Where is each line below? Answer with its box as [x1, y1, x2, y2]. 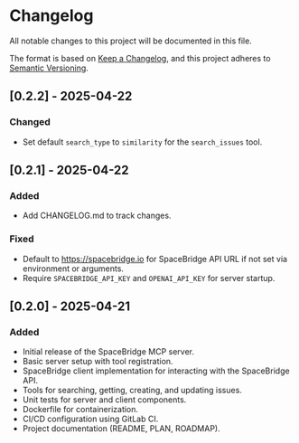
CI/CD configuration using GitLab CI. [22, 413, 159, 425]
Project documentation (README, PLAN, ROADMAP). [22, 423, 221, 434]
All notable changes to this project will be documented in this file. [9, 35, 253, 46]
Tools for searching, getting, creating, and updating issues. [22, 385, 242, 396]
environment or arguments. [22, 263, 125, 274]
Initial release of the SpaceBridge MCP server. [22, 346, 194, 357]
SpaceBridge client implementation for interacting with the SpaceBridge [22, 365, 291, 376]
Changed [9, 116, 51, 128]
